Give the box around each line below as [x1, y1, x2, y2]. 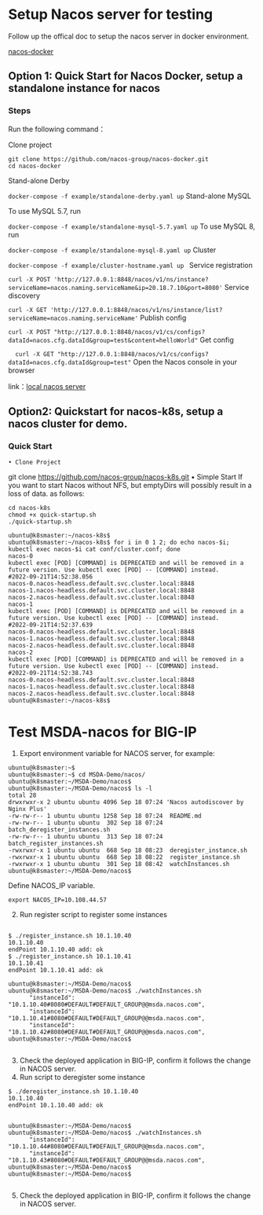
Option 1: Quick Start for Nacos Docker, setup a [8, 69, 243, 83]
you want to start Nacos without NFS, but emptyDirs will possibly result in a [8, 481, 253, 490]
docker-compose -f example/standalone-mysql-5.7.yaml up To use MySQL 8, [8, 222, 256, 231]
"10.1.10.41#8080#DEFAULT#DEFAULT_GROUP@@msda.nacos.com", [8, 1015, 206, 1022]
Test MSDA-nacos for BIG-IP [8, 723, 198, 740]
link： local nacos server [8, 381, 86, 391]
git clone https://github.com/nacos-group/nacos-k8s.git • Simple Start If [8, 472, 243, 482]
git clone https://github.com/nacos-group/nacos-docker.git [8, 155, 210, 163]
